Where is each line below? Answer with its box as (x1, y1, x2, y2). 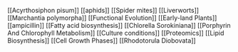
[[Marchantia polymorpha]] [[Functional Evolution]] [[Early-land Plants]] (7, 14, 217, 22)
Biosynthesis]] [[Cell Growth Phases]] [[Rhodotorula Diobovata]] (7, 36, 196, 45)
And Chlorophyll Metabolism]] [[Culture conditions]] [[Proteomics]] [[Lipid (7, 28, 224, 37)
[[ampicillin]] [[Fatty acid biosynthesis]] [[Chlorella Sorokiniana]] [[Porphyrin (7, 21, 232, 29)
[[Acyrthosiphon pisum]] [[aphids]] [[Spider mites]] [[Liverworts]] (7, 6, 200, 14)
